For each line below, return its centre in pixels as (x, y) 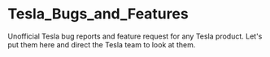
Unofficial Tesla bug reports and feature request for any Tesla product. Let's (135, 36)
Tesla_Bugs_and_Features (98, 14)
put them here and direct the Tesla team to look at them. (102, 44)
